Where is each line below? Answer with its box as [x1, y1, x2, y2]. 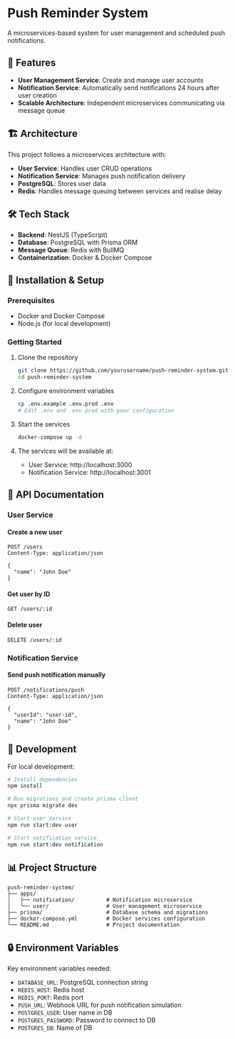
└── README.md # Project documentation [7, 921, 180, 928]
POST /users [7, 543, 43, 551]
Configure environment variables [17, 387, 115, 395]
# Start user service [7, 815, 72, 822]
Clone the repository [17, 353, 78, 362]
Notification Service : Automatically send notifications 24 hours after [17, 83, 219, 92]
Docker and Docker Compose [17, 312, 105, 320]
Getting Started [7, 337, 62, 347]
